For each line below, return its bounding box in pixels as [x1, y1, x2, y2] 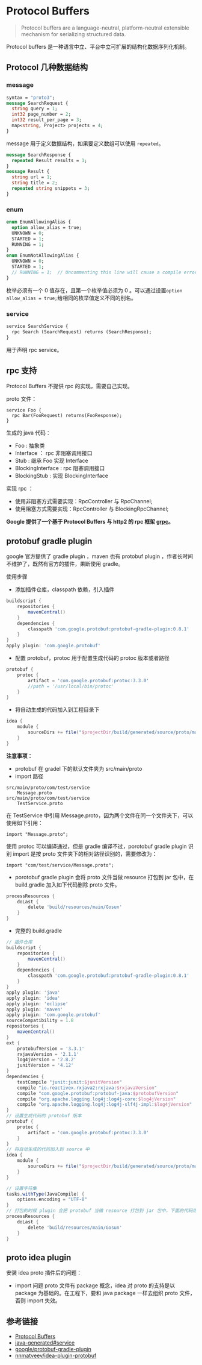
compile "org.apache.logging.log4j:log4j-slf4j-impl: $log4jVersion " [17, 1102, 192, 1108]
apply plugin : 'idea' [6, 995, 61, 1001]
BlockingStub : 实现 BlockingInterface [14, 472, 108, 480]
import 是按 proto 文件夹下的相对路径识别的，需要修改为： [13, 850, 158, 857]
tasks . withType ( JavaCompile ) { [6, 1191, 85, 1197]
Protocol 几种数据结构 [6, 62, 88, 73]
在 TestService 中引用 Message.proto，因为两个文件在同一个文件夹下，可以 [6, 812, 194, 819]
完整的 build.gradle [14, 927, 62, 935]
